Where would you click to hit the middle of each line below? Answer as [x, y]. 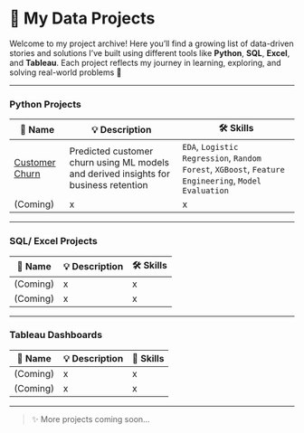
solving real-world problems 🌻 [66, 72]
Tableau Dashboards [56, 335]
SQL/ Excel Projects [53, 241]
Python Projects [45, 104]
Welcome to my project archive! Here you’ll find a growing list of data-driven [152, 43]
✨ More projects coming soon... [91, 419]
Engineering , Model [222, 181]
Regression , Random [222, 158]
